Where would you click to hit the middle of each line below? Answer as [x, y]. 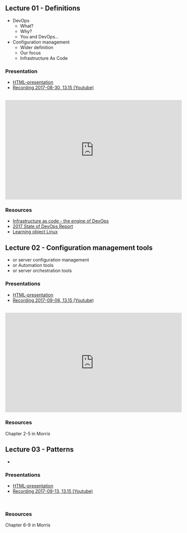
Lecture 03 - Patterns [40, 450]
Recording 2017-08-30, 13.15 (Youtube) [53, 87]
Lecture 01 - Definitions [43, 8]
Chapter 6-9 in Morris [28, 525]
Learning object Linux [35, 232]
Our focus [30, 53]
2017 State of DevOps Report [43, 227]
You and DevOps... [39, 36]
